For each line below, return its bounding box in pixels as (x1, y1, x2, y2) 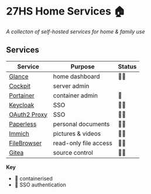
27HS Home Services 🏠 (6, 5, 126, 18)
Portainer (9, 91, 35, 100)
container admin (53, 91, 98, 100)
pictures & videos (53, 130, 101, 138)
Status (118, 62, 137, 70)
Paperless (9, 120, 37, 128)
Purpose (70, 62, 95, 70)
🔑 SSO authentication (14, 181, 66, 188)
